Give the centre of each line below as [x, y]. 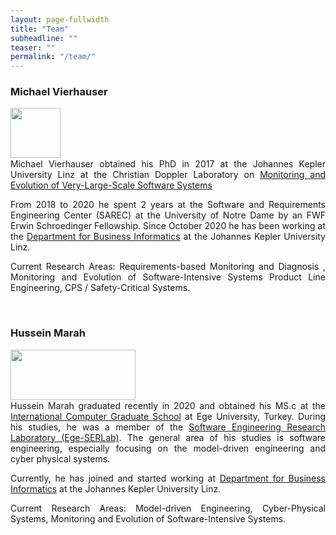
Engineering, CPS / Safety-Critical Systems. [100, 288]
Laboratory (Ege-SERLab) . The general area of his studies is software [168, 437]
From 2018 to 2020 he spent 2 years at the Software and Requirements [168, 205]
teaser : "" [33, 47]
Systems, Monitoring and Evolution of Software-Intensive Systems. [148, 518]
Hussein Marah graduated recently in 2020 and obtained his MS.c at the [168, 405]
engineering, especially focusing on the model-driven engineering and [168, 448]
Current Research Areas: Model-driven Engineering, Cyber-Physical [168, 508]
